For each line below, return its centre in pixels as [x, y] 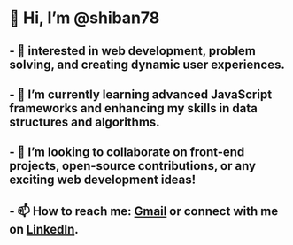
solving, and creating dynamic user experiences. [147, 64]
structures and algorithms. [85, 122]
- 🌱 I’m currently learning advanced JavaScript [141, 94]
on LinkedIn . [44, 229]
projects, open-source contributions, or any [133, 166]
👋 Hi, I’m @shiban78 [85, 18]
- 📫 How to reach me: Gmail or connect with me [144, 211]
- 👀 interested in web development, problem [133, 51]
